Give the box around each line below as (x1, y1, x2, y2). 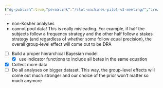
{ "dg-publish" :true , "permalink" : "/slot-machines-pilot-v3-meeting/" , (4, 7, 149, 12)
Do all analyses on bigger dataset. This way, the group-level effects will (11, 67, 155, 73)
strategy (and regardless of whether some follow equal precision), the (11, 36, 152, 42)
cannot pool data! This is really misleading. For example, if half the (11, 25, 145, 32)
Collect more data (11, 61, 48, 67)
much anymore (11, 77, 42, 83)
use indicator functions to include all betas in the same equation (18, 56, 147, 62)
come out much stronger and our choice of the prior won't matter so (11, 72, 149, 78)
